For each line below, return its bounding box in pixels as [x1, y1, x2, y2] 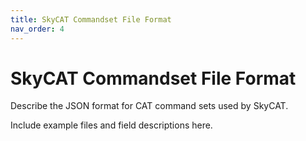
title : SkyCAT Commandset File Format [10, 14, 172, 25]
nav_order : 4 [10, 24, 65, 34]
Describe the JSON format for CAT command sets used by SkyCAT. [10, 100, 289, 112]
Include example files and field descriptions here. [10, 119, 213, 131]
